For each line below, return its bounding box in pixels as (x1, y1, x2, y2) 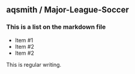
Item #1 (14, 36, 34, 44)
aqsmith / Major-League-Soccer (6, 5, 129, 15)
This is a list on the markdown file (6, 23, 106, 31)
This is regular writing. (6, 61, 62, 68)
